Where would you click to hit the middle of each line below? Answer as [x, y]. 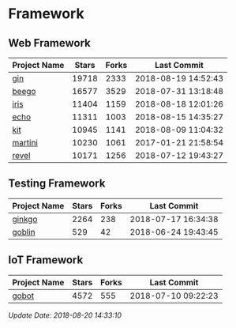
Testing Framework [57, 184]
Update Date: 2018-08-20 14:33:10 [65, 315]
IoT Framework [46, 260]
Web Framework [49, 43]
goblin [24, 232]
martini [25, 143]
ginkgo [25, 219]
